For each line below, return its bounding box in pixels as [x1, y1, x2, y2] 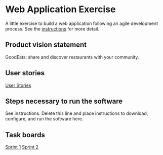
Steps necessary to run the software [5, 97, 123, 105]
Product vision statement [5, 41, 87, 49]
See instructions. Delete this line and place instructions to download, [5, 110, 148, 116]
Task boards [5, 131, 46, 139]
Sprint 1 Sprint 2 [5, 144, 39, 150]
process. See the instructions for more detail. [5, 25, 100, 32]
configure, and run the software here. [5, 116, 84, 122]
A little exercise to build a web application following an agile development [5, 20, 158, 26]
